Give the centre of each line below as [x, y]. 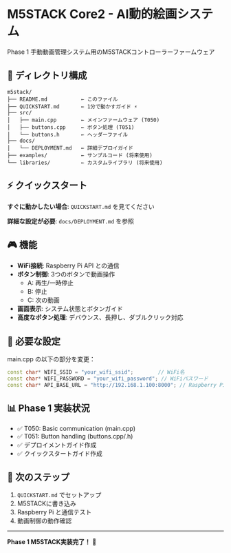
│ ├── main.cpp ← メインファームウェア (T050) [84, 120]
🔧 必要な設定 [34, 341]
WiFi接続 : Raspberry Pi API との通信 [68, 265]
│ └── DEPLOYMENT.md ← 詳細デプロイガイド [70, 148]
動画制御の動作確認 [44, 521]
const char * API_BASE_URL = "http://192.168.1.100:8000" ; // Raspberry [112, 385]
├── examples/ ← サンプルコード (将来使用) [80, 155]
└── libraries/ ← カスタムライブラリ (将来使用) [85, 163]
